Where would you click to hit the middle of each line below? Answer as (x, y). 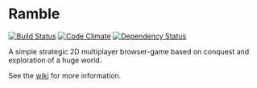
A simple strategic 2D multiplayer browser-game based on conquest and (129, 51)
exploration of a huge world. (55, 60)
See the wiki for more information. (65, 75)
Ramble (34, 14)
